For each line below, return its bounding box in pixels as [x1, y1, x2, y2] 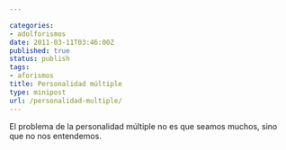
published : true [9, 46, 70, 55]
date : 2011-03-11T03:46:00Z [9, 38, 115, 47]
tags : [9, 63, 30, 72]
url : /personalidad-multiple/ [9, 96, 123, 105]
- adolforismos [9, 29, 67, 39]
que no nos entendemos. [9, 130, 102, 141]
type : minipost [9, 87, 67, 97]
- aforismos [9, 71, 54, 81]
